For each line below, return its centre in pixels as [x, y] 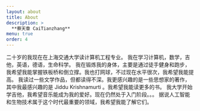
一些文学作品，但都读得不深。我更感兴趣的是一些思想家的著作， [112, 79]
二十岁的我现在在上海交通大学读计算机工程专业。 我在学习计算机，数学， [96, 57]
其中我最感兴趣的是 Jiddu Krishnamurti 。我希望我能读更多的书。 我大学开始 [99, 87]
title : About [22, 17]
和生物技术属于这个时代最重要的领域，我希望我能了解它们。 [79, 102]
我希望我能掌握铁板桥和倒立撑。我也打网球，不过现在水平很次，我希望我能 [97, 72]
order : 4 [17, 39]
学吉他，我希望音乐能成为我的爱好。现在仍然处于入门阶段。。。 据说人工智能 [98, 94]
